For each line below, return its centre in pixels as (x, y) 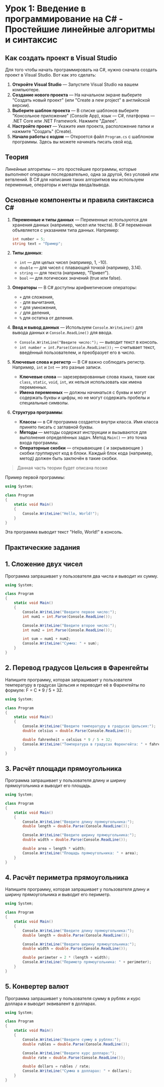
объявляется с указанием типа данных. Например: (66, 230)
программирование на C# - (64, 19)
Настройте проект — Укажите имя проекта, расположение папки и (83, 126)
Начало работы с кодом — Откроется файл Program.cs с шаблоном (83, 136)
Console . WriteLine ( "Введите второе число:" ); (70, 625)
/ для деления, (35, 313)
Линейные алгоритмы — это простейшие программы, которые (71, 169)
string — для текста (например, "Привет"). (64, 273)
